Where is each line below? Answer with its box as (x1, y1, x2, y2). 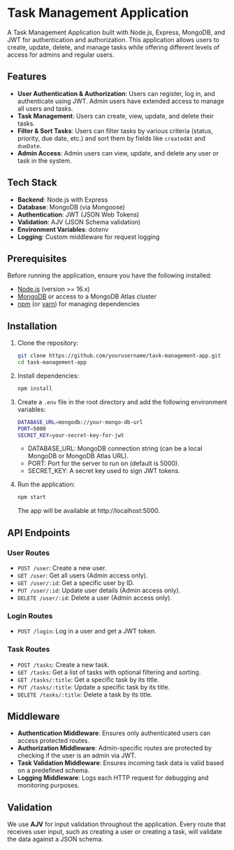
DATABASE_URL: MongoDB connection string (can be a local (27, 444, 203, 453)
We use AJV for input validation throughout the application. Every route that (7, 820, 226, 828)
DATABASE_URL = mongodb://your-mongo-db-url (17, 418, 143, 425)
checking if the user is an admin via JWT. (17, 751, 137, 760)
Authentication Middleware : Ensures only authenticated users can (17, 729, 211, 737)
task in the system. (17, 156, 72, 165)
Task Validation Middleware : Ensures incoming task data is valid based (17, 759, 224, 767)
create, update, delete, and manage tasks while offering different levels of (7, 43, 220, 51)
